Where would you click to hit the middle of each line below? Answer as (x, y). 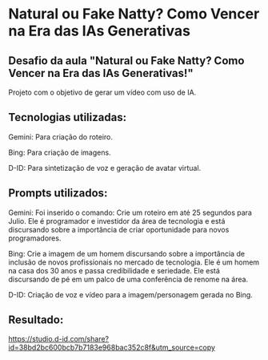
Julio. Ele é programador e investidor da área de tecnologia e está (117, 220)
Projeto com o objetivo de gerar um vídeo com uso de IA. (102, 92)
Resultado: (36, 320)
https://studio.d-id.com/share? (59, 339)
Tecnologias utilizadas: (67, 117)
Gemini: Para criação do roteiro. (61, 136)
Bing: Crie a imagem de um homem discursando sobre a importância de (127, 253)
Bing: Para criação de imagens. (60, 152)
